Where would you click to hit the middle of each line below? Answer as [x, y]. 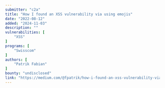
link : [11, 78]
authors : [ [16, 60]
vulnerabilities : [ [25, 32]
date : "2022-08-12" [25, 19]
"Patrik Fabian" [31, 64]
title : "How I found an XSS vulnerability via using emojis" [69, 14]
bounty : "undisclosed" [28, 73]
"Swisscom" [25, 50]
